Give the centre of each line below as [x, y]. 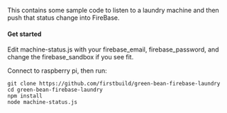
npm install [25, 96]
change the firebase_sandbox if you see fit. [71, 57]
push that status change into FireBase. [63, 18]
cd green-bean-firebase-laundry [55, 90]
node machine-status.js [43, 102]
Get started [24, 34]
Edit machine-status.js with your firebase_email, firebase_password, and [113, 49]
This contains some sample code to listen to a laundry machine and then [113, 10]
